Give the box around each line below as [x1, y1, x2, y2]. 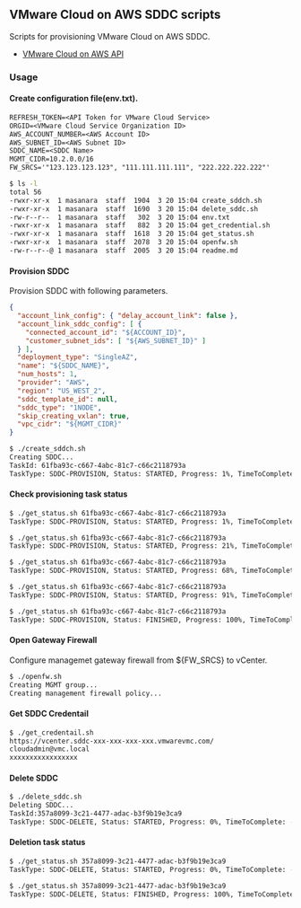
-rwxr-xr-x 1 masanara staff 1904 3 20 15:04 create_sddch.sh [9, 196, 262, 205]
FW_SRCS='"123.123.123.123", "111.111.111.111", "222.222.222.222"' [9, 163, 271, 172]
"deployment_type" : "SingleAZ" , [17, 353, 139, 362]
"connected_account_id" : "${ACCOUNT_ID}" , [25, 328, 186, 337]
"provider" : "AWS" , [17, 378, 90, 387]
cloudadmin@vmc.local [9, 745, 90, 754]
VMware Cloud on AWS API [21, 48, 124, 59]
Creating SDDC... [9, 453, 74, 462]
